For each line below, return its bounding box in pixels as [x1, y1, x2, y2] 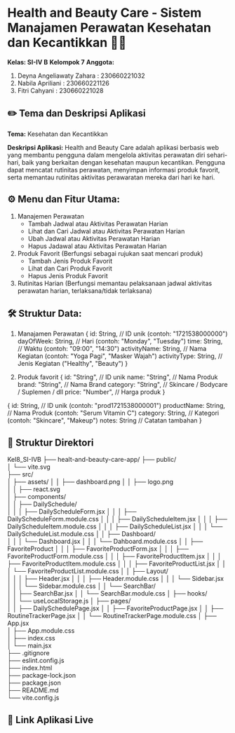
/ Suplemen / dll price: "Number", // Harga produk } [17, 388, 166, 397]
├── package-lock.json [7, 671, 76, 680]
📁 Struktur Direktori [7, 437, 94, 448]
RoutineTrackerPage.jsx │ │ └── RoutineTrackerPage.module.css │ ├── [7, 612, 217, 620]
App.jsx [7, 619, 29, 628]
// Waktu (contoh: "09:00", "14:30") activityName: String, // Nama [17, 345, 207, 353]
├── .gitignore [7, 649, 51, 657]
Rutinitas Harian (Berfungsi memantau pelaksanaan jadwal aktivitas [17, 279, 213, 287]
